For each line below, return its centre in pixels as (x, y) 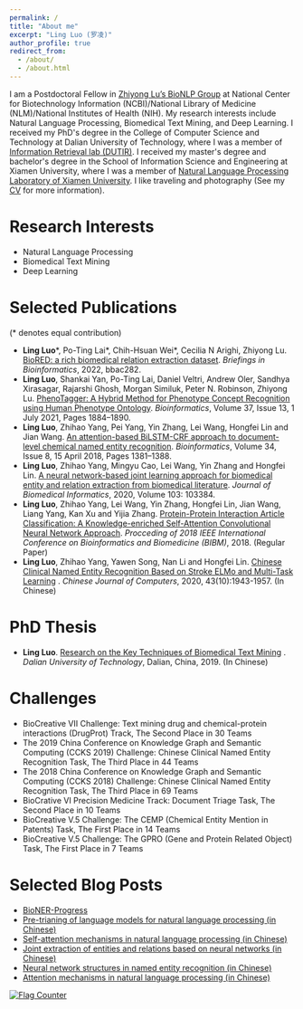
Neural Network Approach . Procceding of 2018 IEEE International (144, 533)
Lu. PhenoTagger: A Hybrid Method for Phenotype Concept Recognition (156, 398)
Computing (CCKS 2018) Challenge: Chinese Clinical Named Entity (147, 781)
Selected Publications (94, 308)
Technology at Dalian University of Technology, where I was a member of (146, 142)
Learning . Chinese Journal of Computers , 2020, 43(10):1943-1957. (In (153, 581)
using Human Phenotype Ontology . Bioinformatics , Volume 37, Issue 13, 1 (158, 407)
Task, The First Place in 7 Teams (83, 848)
